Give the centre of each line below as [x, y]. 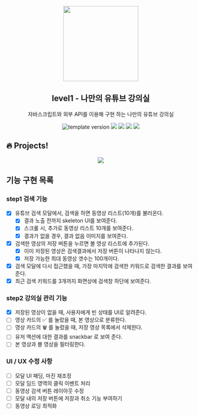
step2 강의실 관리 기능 [37, 298]
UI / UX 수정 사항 [29, 361]
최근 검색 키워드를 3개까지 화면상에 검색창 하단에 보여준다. [83, 281]
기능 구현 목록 [30, 180]
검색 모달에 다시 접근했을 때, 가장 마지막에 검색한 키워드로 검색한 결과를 [98, 266]
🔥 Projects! [27, 146]
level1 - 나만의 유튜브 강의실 [101, 98]
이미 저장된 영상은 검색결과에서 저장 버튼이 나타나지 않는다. [93, 251]
